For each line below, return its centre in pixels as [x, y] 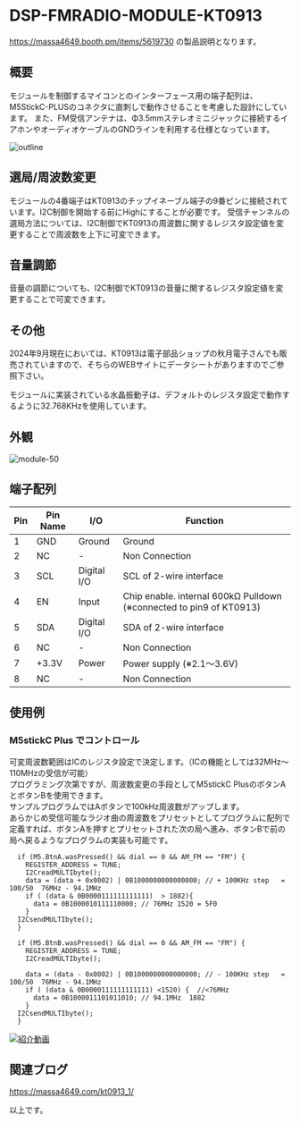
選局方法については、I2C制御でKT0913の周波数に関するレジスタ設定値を [143, 223]
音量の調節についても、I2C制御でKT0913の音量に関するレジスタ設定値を [142, 288]
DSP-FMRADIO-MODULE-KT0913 [136, 16]
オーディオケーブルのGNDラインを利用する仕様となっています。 [157, 129]
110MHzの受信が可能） [51, 773]
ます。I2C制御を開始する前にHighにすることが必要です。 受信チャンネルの [153, 212]
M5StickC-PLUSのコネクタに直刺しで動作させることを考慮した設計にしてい [148, 106]
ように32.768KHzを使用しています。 [84, 406]
